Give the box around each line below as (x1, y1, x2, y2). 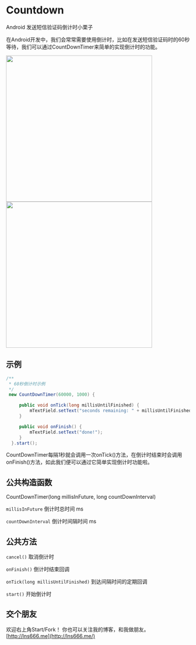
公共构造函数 (6, 477, 52, 487)
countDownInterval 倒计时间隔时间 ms (6, 518, 97, 525)
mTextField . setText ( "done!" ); (29, 429, 103, 435)
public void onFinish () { (19, 423, 82, 430)
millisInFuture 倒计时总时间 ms (6, 505, 83, 512)
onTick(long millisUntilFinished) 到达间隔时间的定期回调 (6, 578, 148, 585)
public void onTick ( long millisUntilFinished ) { (19, 402, 140, 408)
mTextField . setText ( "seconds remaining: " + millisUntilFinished (29, 408, 192, 414)
